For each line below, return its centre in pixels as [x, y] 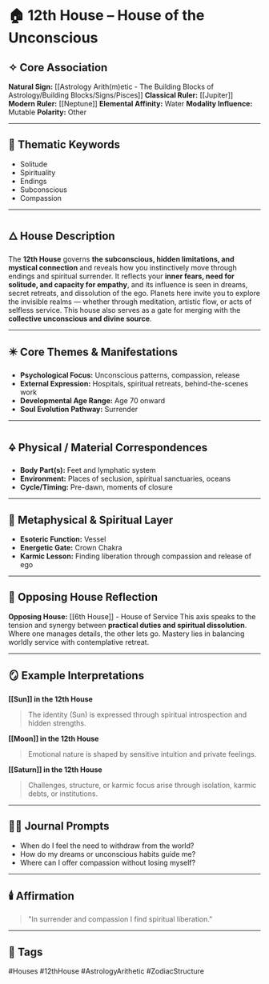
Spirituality [38, 172]
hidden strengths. [57, 723]
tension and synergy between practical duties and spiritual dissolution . [128, 625]
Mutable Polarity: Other [47, 112]
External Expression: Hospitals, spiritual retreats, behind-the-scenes [134, 384]
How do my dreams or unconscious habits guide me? [108, 854]
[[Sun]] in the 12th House [51, 699]
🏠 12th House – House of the [106, 16]
